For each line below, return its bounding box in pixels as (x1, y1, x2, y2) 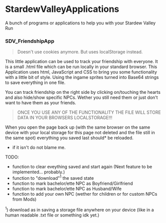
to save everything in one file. (5, 79, 66, 85)
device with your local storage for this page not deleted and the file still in (5, 130, 155, 136)
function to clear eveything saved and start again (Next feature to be (12, 164, 153, 170)
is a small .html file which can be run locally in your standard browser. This (5, 64, 158, 70)
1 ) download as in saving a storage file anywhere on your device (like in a (5, 206, 154, 213)
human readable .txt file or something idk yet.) (5, 212, 100, 218)
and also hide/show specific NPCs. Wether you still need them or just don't (5, 94, 158, 100)
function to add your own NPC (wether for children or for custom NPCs (12, 191, 158, 197)
